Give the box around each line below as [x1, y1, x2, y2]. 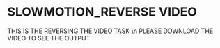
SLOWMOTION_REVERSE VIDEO [7, 4, 197, 20]
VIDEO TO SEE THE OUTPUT [7, 34, 91, 42]
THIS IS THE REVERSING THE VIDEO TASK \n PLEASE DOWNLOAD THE [7, 27, 214, 35]
